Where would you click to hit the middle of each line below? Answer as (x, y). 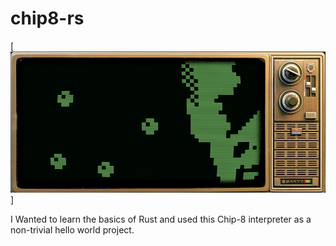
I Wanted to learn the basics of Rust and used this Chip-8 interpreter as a (161, 219)
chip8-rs (47, 18)
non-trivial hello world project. (72, 229)
